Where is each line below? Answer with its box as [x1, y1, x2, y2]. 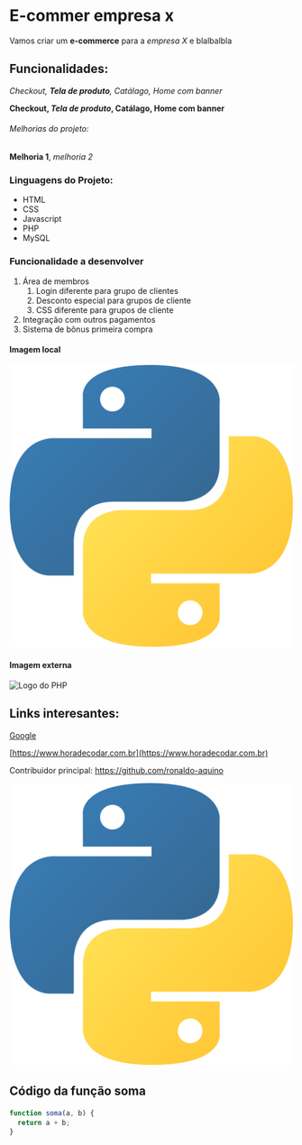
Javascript [22, 214, 62, 224]
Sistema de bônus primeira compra [22, 324, 153, 334]
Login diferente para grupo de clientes [35, 285, 178, 296]
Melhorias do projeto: [9, 124, 89, 134]
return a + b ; [17, 1118, 70, 1127]
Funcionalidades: [9, 61, 109, 77]
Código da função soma [9, 1084, 146, 1099]
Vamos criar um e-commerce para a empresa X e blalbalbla [9, 35, 233, 46]
